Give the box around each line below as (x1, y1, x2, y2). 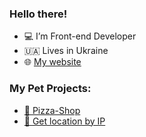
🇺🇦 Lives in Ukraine (23, 45, 109, 57)
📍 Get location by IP (23, 115, 106, 127)
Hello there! (9, 7, 68, 21)
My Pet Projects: (9, 82, 92, 96)
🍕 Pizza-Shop (23, 104, 81, 116)
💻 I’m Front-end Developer (23, 30, 137, 42)
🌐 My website (23, 56, 82, 68)
